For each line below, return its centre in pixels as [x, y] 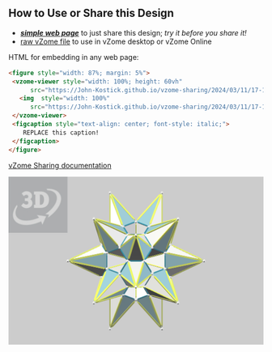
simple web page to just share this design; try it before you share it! [133, 32]
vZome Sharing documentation [60, 165]
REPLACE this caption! [61, 133]
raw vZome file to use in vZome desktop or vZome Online [116, 41]
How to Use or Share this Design [91, 13]
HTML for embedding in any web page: [74, 57]
